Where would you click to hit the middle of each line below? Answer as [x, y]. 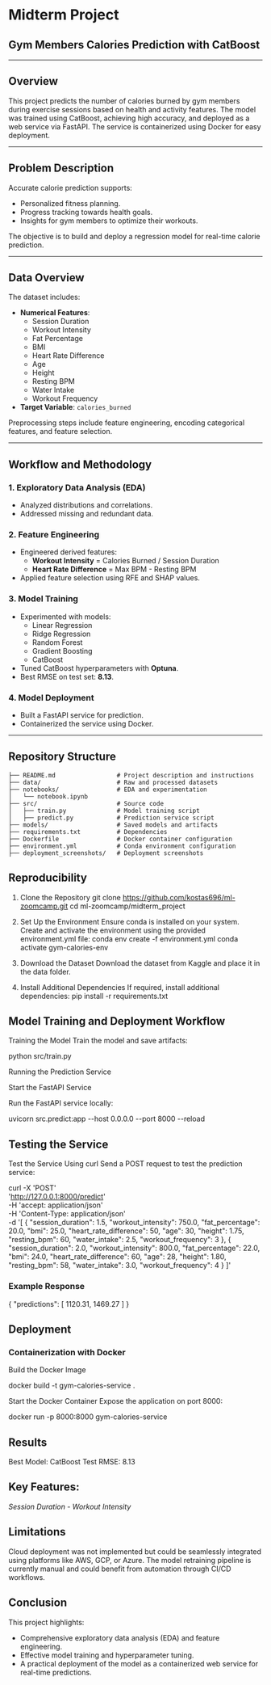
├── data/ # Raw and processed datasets [113, 782]
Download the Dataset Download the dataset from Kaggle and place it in [140, 963]
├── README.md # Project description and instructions [131, 775]
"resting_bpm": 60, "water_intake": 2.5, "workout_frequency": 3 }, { [120, 1240]
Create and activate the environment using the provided [113, 930]
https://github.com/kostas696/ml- [179, 897]
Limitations [37, 1532]
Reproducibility [48, 878]
